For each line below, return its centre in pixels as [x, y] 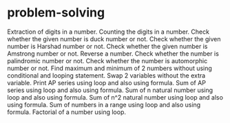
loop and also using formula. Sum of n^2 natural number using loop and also [115, 97]
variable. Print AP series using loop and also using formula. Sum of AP [107, 82]
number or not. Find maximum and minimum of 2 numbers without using [109, 68]
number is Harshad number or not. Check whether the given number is [107, 46]
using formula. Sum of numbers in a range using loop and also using [104, 104]
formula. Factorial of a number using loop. [66, 112]
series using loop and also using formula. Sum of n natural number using [110, 90]
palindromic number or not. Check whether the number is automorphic [107, 60]
